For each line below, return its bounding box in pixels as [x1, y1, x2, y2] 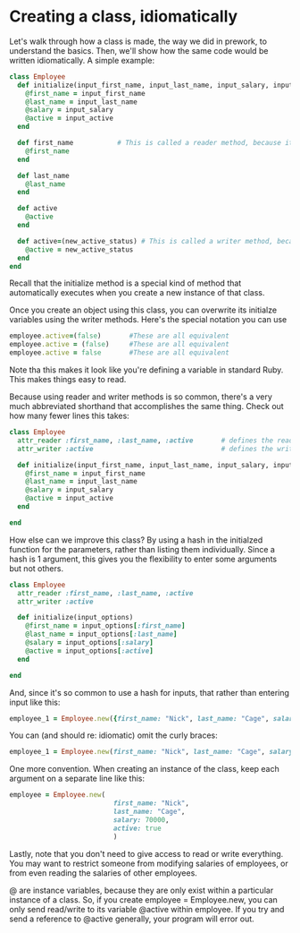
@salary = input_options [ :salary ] [25, 638, 154, 647]
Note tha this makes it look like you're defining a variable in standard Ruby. [9, 364, 284, 375]
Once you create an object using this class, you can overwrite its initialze [9, 304, 278, 315]
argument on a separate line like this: [9, 773, 146, 784]
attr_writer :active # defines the [17, 444, 274, 453]
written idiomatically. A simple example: [9, 55, 155, 65]
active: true [112, 824, 162, 833]
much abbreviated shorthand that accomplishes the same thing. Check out [9, 401, 284, 412]
